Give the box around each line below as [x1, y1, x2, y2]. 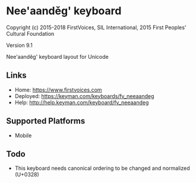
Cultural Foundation [6, 30, 55, 37]
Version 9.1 [6, 42, 33, 49]
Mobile [14, 132, 32, 139]
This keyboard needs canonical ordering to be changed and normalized [14, 165, 190, 172]
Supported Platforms [6, 116, 86, 126]
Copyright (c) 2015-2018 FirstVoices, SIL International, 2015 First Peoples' [6, 24, 186, 31]
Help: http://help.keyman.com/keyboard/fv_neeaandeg [14, 99, 149, 106]
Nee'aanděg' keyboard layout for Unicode [6, 53, 109, 60]
